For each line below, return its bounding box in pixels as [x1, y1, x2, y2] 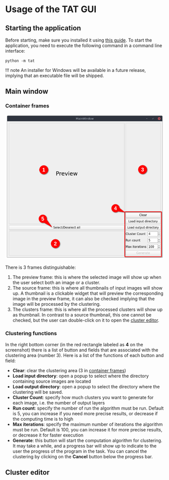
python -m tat [5, 58, 35, 63]
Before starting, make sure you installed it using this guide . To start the [5, 37, 152, 43]
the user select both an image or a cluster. [12, 279, 100, 286]
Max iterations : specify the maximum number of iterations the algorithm [12, 421, 163, 427]
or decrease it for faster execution [12, 432, 84, 438]
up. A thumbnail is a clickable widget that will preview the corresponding [12, 290, 163, 297]
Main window [5, 87, 48, 96]
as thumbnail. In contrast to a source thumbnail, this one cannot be [12, 312, 152, 318]
